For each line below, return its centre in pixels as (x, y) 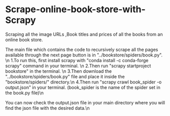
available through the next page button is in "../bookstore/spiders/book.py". (84, 55)
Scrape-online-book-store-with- (75, 9)
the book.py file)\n (25, 93)
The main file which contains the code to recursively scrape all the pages (82, 49)
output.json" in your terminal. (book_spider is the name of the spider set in (83, 87)
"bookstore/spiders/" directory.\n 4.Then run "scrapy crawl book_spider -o (83, 82)
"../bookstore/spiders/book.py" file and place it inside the (65, 76)
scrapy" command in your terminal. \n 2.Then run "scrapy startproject (78, 66)
